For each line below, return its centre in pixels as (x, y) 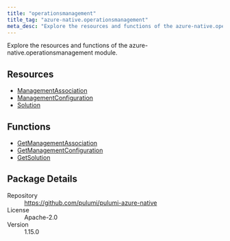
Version (18, 224)
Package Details (42, 179)
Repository (22, 195)
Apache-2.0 (41, 217)
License (18, 210)
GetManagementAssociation (57, 143)
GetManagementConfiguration (60, 150)
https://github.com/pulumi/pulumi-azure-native (91, 203)
